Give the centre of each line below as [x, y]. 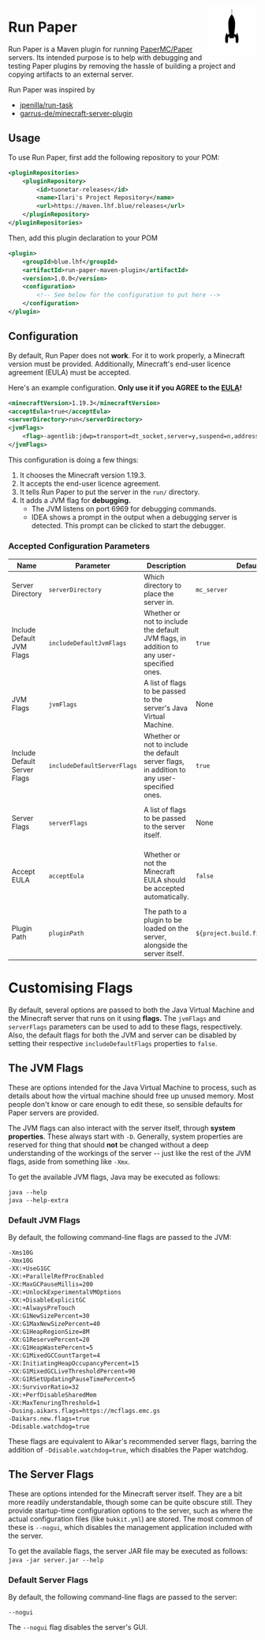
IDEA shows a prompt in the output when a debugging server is [134, 517]
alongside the [165, 945]
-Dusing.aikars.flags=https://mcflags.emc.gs [84, 1411]
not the [155, 863]
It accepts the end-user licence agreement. [90, 483]
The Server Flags [51, 1474]
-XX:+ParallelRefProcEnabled [56, 1277]
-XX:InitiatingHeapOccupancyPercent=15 [74, 1364]
